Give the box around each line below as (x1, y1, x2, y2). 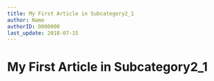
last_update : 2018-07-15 (7, 29, 79, 37)
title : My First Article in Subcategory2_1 (7, 10, 135, 17)
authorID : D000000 (7, 23, 60, 30)
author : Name (7, 17, 45, 24)
